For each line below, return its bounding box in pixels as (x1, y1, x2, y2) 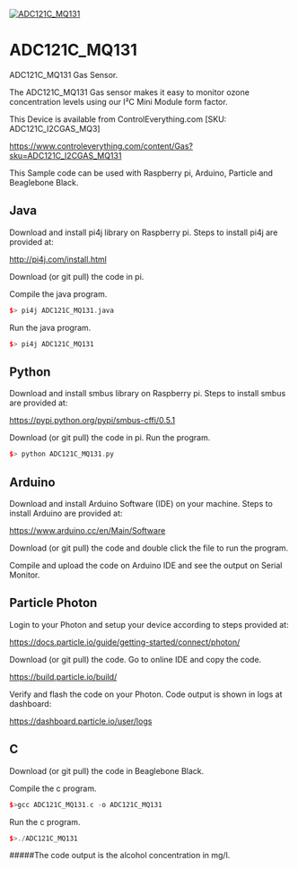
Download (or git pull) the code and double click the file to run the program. (9, 543, 289, 553)
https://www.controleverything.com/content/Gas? (9, 140, 194, 152)
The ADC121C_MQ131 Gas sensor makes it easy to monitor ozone (9, 86, 250, 98)
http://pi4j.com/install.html (9, 254, 108, 265)
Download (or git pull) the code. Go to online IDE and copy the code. (9, 654, 262, 665)
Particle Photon (9, 595, 98, 611)
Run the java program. (9, 322, 92, 333)
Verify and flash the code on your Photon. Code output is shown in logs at (9, 689, 283, 700)
